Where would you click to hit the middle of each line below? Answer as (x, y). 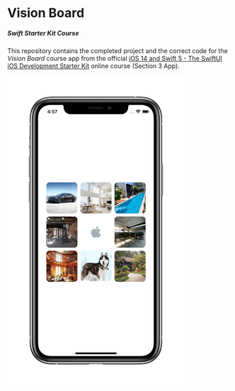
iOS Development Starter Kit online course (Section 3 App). (94, 66)
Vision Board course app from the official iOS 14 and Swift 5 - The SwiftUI (115, 59)
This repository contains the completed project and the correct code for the (117, 51)
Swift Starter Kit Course (43, 33)
